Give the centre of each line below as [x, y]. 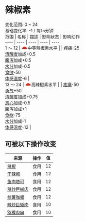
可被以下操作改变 [31, 144]
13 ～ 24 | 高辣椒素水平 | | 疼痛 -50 [42, 84]
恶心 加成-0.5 [18, 102]
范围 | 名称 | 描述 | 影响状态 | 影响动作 [42, 37]
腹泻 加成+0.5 [18, 60]
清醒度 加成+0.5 [20, 54]
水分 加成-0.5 [18, 66]
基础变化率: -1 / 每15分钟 [29, 30]
